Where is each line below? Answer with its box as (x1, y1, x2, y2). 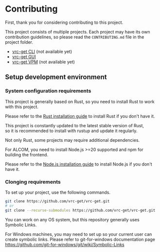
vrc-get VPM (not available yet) (12, 59, 75, 65)
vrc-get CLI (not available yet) (12, 49, 72, 54)
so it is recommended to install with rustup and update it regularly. (5, 128, 138, 134)
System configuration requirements (5, 87, 91, 94)
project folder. (5, 39, 33, 45)
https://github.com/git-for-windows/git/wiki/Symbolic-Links (5, 241, 125, 247)
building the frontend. (5, 151, 49, 157)
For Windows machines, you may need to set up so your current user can (5, 231, 152, 237)
